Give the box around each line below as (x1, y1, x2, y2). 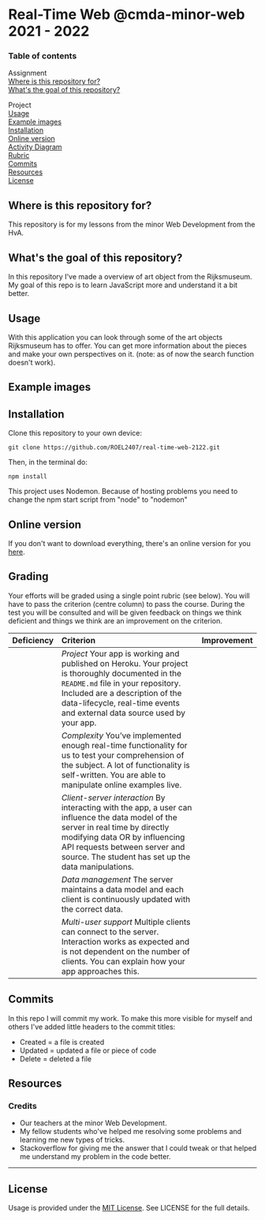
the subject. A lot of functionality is (61, 759, 191, 770)
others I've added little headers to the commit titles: (8, 1022, 176, 1031)
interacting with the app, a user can (61, 802, 192, 813)
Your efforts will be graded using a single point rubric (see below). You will (8, 590, 250, 601)
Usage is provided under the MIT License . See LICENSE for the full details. (8, 1203, 250, 1213)
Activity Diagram (8, 142, 62, 152)
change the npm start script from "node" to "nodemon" (8, 495, 188, 504)
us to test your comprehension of (61, 750, 185, 761)
